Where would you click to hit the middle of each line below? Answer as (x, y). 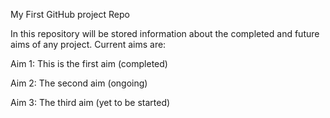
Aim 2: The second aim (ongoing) (79, 83)
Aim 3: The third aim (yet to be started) (90, 102)
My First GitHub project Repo (70, 14)
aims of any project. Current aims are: (88, 44)
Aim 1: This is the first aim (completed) (89, 63)
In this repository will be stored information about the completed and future (165, 33)
